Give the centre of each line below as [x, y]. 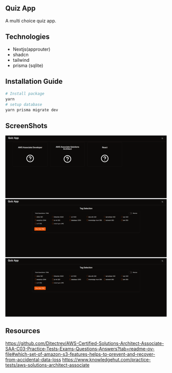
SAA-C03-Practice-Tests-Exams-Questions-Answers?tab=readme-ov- [80, 348]
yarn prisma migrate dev [32, 110]
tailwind [21, 60]
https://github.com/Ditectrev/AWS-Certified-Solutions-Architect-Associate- [85, 343]
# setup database [24, 105]
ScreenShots [26, 126]
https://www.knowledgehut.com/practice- [106, 359]
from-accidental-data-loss [33, 359]
